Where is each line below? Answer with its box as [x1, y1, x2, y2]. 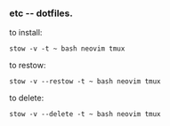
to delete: [9, 92, 45, 104]
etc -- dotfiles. [9, 7, 73, 20]
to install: [9, 28, 43, 38]
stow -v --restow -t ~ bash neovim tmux [9, 77, 162, 86]
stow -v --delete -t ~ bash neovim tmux [9, 110, 162, 119]
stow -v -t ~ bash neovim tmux [9, 44, 125, 53]
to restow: [9, 60, 46, 71]
